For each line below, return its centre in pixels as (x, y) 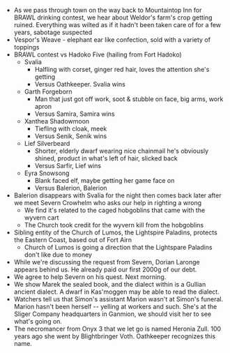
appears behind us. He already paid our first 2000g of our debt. (105, 269)
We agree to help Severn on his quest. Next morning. (90, 277)
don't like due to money (58, 255)
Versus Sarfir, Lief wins (68, 166)
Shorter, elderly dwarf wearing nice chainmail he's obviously (122, 151)
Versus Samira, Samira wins (75, 114)
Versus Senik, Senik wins (71, 136)
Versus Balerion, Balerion (71, 188)
